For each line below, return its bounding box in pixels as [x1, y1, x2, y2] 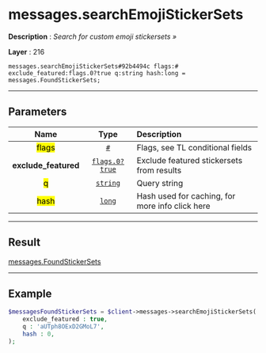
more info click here [136, 200, 211, 211]
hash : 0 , [22, 330, 55, 338]
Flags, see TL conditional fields [136, 142, 253, 153]
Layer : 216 [8, 47, 45, 56]
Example [8, 287, 52, 300]
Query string [136, 177, 184, 188]
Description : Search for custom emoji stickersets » [8, 32, 177, 41]
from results [136, 165, 182, 176]
